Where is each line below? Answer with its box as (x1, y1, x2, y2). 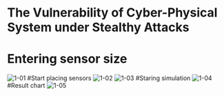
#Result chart (7, 81, 45, 90)
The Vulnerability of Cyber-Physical (7, 5, 218, 21)
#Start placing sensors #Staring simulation (27, 74, 191, 82)
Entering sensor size (7, 51, 128, 67)
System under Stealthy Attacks (7, 19, 190, 35)
